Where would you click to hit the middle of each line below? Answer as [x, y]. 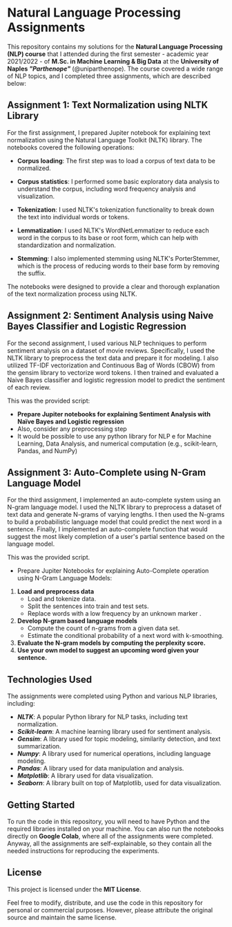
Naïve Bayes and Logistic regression [70, 421]
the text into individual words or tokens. [73, 217]
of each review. [29, 387]
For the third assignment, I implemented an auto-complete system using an [114, 500]
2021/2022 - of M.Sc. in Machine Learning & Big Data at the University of [113, 61]
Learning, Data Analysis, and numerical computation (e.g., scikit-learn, [117, 443]
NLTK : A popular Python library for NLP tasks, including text [103, 717]
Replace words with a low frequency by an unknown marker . [114, 614]
